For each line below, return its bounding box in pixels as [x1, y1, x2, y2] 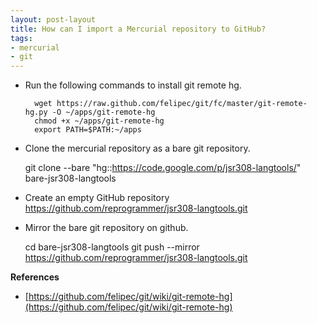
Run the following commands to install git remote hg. [24, 79, 242, 91]
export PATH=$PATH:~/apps [34, 125, 142, 135]
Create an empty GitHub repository [24, 192, 170, 204]
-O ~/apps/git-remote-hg [51, 107, 156, 118]
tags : [10, 33, 33, 43]
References [10, 271, 60, 283]
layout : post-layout [10, 14, 97, 25]
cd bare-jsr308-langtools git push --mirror [24, 241, 200, 253]
